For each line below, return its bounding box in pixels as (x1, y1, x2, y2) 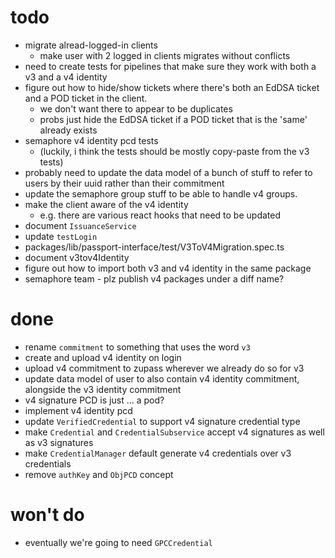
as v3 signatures (24, 436, 94, 448)
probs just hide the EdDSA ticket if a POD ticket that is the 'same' (39, 113, 308, 125)
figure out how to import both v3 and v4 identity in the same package (24, 262, 312, 274)
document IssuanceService (24, 219, 137, 231)
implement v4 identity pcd (24, 404, 133, 416)
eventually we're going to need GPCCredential (24, 536, 213, 548)
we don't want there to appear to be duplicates (39, 102, 233, 115)
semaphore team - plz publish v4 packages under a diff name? (24, 272, 285, 285)
